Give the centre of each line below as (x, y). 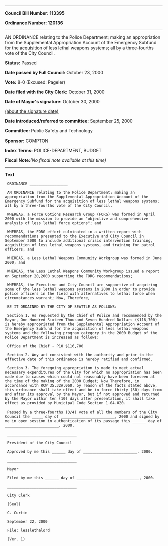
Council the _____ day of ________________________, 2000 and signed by (82, 417)
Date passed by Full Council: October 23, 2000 (54, 73)
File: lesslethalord (29, 530)
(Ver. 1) (16, 539)
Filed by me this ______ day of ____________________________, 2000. (81, 478)
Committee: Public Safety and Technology (49, 131)
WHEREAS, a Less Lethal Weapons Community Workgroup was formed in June (85, 258)
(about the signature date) (32, 111)
